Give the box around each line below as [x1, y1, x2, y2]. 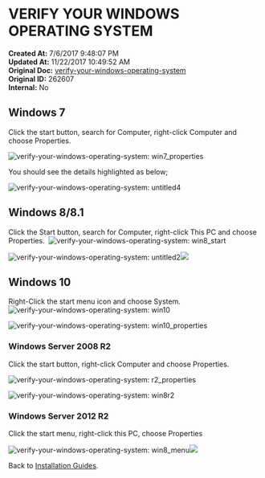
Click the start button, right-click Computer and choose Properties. [8, 359, 230, 369]
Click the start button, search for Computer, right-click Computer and [8, 127, 237, 137]
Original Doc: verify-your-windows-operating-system [8, 65, 186, 75]
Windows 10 [8, 275, 71, 289]
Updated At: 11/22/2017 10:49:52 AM [8, 57, 131, 67]
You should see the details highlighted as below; [8, 166, 169, 177]
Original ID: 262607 [8, 74, 75, 84]
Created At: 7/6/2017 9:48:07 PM [8, 48, 119, 58]
